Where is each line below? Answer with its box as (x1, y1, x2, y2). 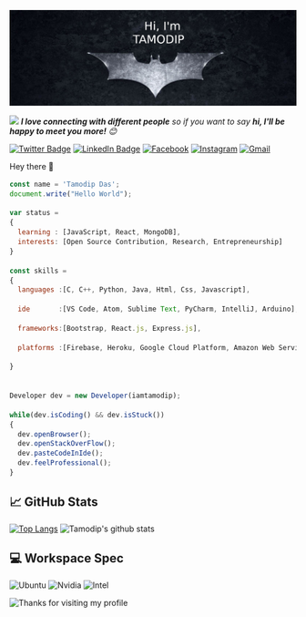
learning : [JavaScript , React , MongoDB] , (17, 228, 181, 237)
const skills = (9, 266, 67, 275)
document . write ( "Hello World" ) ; (9, 189, 132, 199)
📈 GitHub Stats (9, 494, 98, 510)
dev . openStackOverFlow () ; (17, 439, 117, 448)
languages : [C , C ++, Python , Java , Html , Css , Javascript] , (17, 285, 250, 294)
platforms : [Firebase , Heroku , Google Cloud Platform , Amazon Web (17, 343, 275, 352)
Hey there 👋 (9, 160, 55, 171)
